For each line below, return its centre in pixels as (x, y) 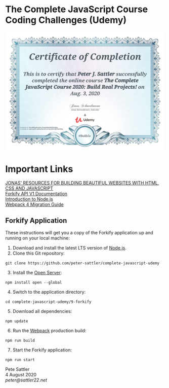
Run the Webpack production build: (49, 331)
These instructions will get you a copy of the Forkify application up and (79, 233)
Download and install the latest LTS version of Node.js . (69, 248)
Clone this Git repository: (38, 253)
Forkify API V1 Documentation (36, 194)
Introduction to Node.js (29, 199)
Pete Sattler (17, 369)
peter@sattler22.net (26, 380)
